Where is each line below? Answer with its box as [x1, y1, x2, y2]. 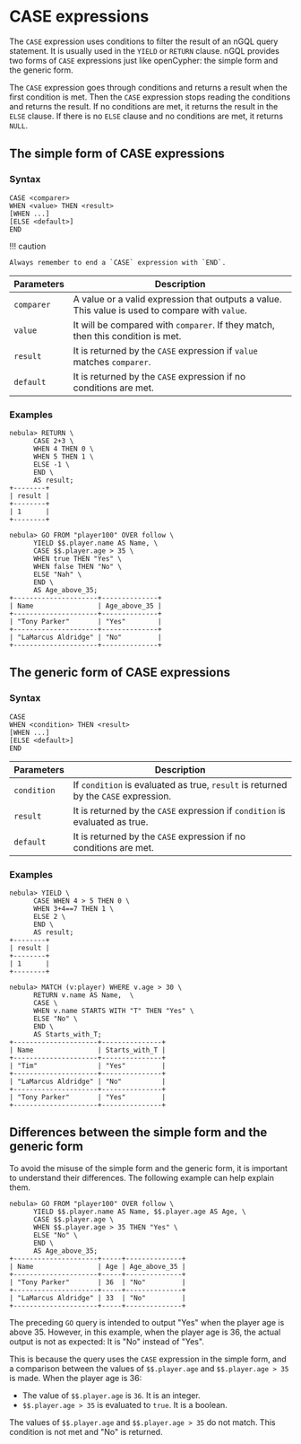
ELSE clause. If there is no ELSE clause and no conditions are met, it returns [9, 110, 284, 121]
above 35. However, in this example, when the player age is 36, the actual [9, 1326, 281, 1337]
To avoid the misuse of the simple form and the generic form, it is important [9, 1162, 288, 1173]
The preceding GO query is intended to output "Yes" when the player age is [9, 1317, 285, 1327]
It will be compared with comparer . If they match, [73, 319, 275, 331]
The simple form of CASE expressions [9, 146, 226, 162]
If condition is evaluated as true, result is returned [73, 778, 288, 791]
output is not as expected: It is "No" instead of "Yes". [9, 1335, 204, 1347]
